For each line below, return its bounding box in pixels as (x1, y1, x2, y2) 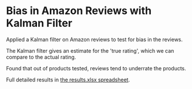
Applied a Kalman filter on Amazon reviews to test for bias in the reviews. (6, 36, 183, 43)
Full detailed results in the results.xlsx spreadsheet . (6, 76, 130, 83)
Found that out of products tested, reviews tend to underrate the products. (6, 64, 187, 71)
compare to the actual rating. (6, 53, 76, 60)
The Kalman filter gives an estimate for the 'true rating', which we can (6, 47, 174, 54)
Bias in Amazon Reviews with (6, 4, 151, 18)
